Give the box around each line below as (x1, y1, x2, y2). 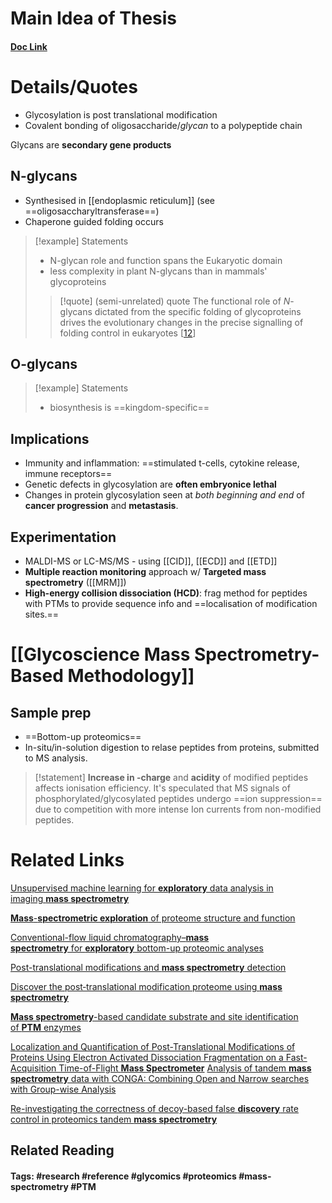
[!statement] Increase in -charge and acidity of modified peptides (34, 771, 309, 783)
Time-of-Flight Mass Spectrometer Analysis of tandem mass (58, 1062, 312, 1074)
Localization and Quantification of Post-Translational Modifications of (10, 1040, 296, 1052)
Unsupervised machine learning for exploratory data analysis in (10, 882, 274, 894)
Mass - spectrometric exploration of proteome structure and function (10, 912, 296, 924)
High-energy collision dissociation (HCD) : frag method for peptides (24, 587, 308, 599)
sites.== (24, 608, 60, 620)
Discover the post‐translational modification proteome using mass (10, 980, 283, 992)
